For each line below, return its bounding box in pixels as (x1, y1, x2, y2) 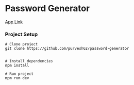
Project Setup (5, 31, 38, 38)
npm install (5, 63, 29, 68)
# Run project (5, 71, 34, 76)
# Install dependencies (5, 59, 53, 64)
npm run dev (5, 76, 29, 81)
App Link (5, 19, 23, 25)
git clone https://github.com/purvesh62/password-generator (5, 46, 130, 51)
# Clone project (5, 42, 38, 47)
